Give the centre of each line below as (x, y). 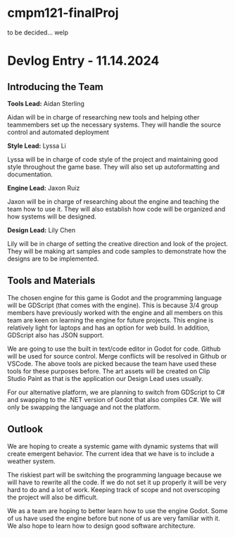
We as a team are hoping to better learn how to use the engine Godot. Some (118, 510)
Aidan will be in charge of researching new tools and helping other (103, 117)
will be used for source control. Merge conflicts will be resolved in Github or (117, 356)
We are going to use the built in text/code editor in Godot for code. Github (114, 349)
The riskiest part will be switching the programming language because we (114, 474)
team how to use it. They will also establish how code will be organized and (116, 209)
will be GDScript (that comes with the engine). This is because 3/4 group (113, 305)
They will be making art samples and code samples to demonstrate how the (117, 251)
